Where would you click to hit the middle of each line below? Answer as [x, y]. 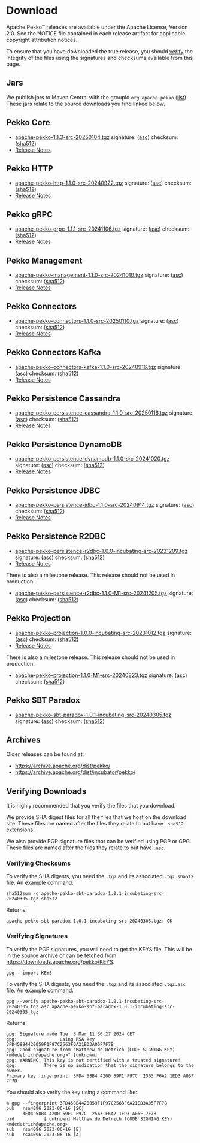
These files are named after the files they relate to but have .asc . [86, 848]
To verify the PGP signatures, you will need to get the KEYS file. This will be [99, 949]
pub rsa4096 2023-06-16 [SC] [45, 1108]
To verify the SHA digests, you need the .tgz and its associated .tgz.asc [96, 984]
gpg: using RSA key [51, 1039]
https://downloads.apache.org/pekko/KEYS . [60, 961]
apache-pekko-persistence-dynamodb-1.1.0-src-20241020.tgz [92, 459]
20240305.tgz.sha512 [32, 899]
